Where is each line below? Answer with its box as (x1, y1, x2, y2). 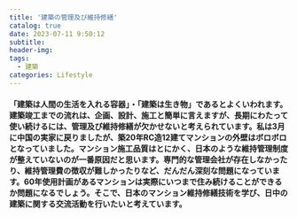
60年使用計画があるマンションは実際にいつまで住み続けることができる (23, 176, 283, 187)
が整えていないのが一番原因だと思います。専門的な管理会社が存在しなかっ (9, 154, 280, 165)
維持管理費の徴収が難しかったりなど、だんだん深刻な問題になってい (24, 166, 273, 176)
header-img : (9, 46, 53, 55)
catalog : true (9, 21, 62, 30)
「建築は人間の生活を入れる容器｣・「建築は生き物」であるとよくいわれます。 (9, 99, 288, 110)
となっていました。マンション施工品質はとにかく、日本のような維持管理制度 (9, 143, 288, 154)
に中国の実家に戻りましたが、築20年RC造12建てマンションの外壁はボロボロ (9, 132, 287, 143)
